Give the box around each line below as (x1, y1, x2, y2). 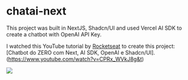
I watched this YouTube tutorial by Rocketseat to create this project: (6, 42, 175, 50)
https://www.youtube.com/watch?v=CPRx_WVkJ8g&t (8, 55, 143, 62)
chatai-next (6, 4, 67, 18)
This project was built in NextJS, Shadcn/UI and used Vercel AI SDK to (6, 24, 182, 32)
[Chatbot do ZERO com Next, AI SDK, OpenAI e (6, 48, 124, 56)
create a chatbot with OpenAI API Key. (6, 30, 102, 38)
